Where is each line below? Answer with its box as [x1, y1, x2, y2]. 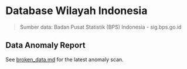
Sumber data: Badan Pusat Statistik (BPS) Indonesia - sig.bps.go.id [19, 23, 182, 30]
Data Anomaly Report [5, 40, 86, 50]
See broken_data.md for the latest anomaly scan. [5, 56, 124, 63]
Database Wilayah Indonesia [5, 4, 148, 18]
